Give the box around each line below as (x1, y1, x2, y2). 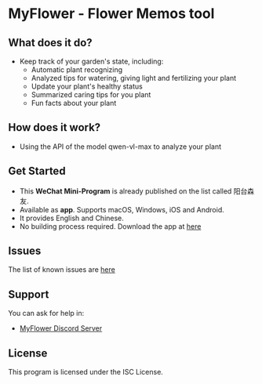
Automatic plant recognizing (31, 65, 123, 74)
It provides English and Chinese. (19, 213, 124, 223)
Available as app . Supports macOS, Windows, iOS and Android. (19, 205, 225, 214)
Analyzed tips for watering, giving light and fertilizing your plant (31, 74, 237, 82)
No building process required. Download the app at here (19, 221, 202, 231)
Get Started (8, 165, 66, 178)
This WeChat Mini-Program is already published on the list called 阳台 (19, 186, 248, 196)
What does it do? (8, 36, 93, 49)
